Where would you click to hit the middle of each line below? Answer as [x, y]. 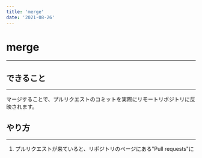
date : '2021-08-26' [31, 17]
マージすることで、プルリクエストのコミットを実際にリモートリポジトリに [98, 99]
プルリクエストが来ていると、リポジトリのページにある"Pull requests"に [104, 149]
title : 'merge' [25, 12]
